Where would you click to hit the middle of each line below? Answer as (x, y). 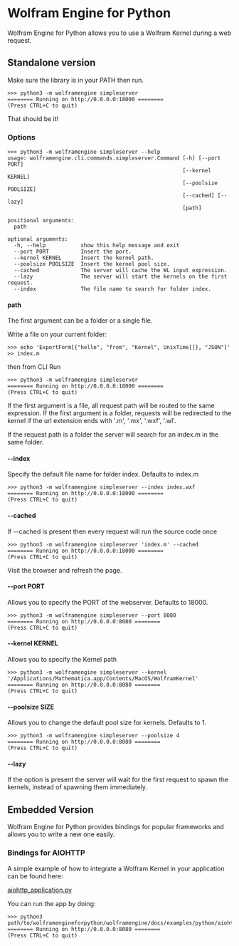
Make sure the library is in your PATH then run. (76, 80)
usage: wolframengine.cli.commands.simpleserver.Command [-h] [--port (114, 158)
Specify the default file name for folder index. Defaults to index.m (103, 474)
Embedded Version (51, 810)
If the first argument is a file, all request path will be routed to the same (111, 406)
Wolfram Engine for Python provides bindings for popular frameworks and (116, 827)
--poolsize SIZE (31, 707)
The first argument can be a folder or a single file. (80, 321)
